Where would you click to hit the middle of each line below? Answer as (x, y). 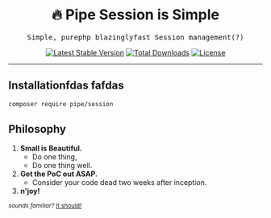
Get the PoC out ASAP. (59, 174)
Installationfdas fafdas (66, 86)
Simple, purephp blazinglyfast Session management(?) (135, 37)
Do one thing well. (62, 166)
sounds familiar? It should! (45, 206)
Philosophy (38, 129)
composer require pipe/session (61, 104)
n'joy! (30, 191)
